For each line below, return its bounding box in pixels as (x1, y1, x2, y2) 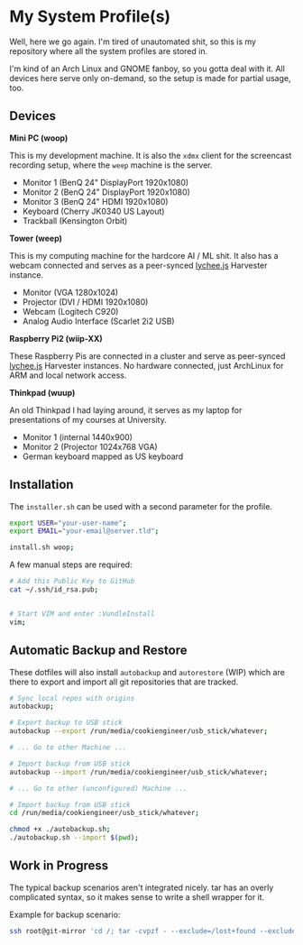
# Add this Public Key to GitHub (9, 577, 135, 586)
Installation (9, 477, 74, 492)
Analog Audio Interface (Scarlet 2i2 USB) (22, 316, 175, 326)
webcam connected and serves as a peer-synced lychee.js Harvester (9, 260, 268, 271)
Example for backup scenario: (9, 909, 121, 920)
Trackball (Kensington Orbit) (22, 215, 128, 226)
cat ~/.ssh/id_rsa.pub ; (9, 585, 99, 594)
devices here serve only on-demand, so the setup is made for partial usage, (9, 72, 291, 83)
